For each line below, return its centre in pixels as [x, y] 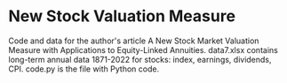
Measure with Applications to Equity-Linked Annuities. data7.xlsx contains [143, 49]
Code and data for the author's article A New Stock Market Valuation [134, 41]
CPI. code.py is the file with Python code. [84, 69]
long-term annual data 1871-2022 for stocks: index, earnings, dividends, [140, 59]
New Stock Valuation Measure [122, 16]
